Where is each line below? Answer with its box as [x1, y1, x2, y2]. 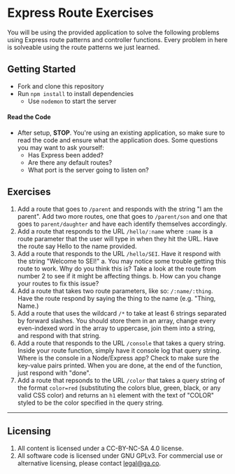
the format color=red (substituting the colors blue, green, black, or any [17, 384, 221, 392]
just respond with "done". [17, 368, 91, 377]
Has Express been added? [27, 151, 104, 159]
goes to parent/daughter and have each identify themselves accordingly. [17, 219, 227, 228]
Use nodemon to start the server [27, 97, 117, 105]
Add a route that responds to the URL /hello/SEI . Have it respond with [17, 249, 221, 257]
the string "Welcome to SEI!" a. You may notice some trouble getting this [17, 257, 227, 265]
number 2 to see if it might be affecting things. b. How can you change [17, 271, 222, 280]
